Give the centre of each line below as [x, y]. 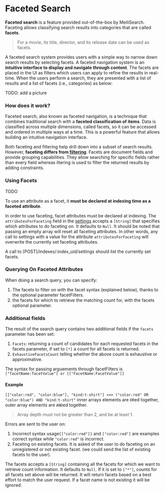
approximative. [27, 359]
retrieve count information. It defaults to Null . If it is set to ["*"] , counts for [81, 469]
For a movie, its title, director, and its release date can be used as [83, 42]
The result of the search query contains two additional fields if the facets [79, 329]
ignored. [14, 485]
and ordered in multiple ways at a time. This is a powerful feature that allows [82, 132]
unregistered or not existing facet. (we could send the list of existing [82, 450]
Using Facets [21, 180]
